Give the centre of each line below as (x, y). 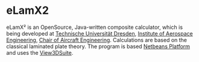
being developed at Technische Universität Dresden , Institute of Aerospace (99, 33)
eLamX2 (28, 11)
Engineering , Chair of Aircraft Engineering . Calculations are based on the (97, 40)
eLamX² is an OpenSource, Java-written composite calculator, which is (94, 27)
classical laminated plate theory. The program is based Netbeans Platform (98, 46)
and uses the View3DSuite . (40, 52)
